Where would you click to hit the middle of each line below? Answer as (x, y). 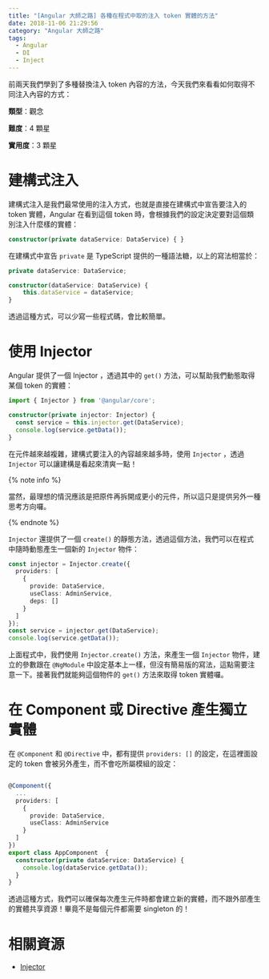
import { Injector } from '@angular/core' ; (82, 401)
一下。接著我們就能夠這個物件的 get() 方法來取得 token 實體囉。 (121, 675)
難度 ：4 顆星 (29, 128)
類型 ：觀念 (26, 111)
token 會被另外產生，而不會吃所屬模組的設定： (101, 764)
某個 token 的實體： (41, 386)
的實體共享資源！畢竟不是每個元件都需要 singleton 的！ (99, 909)
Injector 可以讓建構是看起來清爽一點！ (73, 463)
